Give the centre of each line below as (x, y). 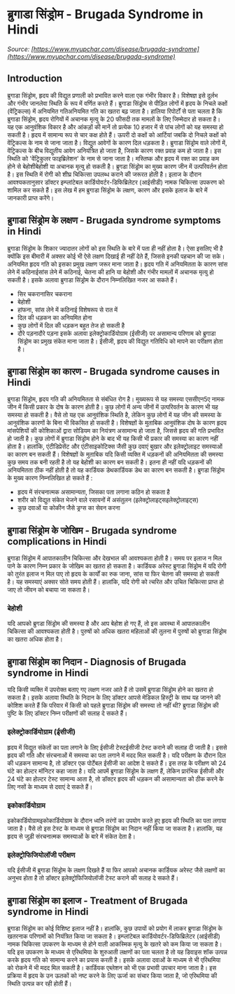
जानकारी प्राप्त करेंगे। (31, 198)
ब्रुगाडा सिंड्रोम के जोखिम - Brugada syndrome (92, 530)
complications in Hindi (57, 542)
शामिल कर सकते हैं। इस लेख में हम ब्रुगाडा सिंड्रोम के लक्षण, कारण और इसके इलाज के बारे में (107, 190)
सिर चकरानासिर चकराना (44, 294)
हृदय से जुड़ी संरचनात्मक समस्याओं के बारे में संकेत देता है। (72, 836)
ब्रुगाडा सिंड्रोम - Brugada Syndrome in (105, 14)
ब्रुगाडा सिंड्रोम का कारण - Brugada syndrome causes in (114, 371)
